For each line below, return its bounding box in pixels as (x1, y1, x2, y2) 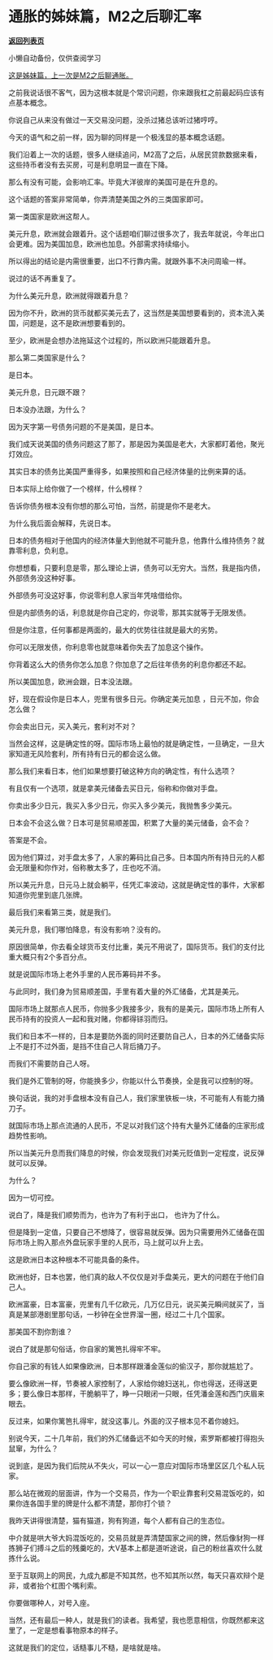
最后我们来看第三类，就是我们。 (8, 907, 115, 917)
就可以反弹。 (8, 1158, 51, 1168)
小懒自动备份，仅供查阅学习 (8, 53, 102, 63)
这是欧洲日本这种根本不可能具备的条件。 (8, 1255, 144, 1264)
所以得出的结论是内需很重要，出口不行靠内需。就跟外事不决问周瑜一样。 (8, 256, 250, 266)
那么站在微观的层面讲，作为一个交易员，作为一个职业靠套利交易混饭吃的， (8, 1488, 258, 1497)
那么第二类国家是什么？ (8, 353, 87, 362)
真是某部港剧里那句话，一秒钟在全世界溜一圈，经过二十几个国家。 (8, 1309, 229, 1319)
